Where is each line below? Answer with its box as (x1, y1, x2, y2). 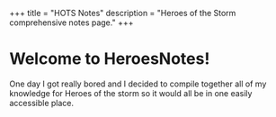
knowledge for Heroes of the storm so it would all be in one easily (9, 87, 253, 98)
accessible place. (9, 97, 75, 108)
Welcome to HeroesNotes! (9, 49, 210, 69)
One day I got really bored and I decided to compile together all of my (9, 78, 267, 89)
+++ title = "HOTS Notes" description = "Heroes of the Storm (9, 8, 236, 18)
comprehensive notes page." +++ (9, 17, 134, 28)
